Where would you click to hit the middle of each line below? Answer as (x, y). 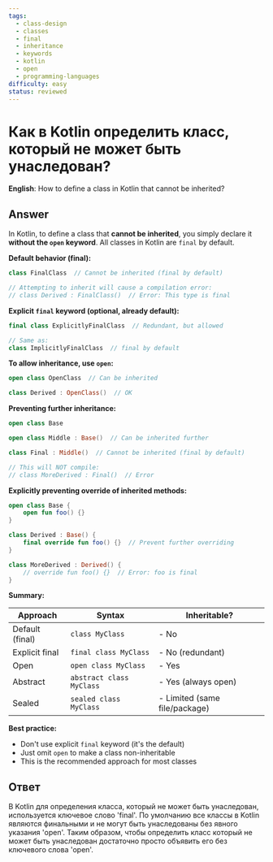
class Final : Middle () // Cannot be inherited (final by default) (127, 453)
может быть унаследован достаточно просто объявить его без (118, 841)
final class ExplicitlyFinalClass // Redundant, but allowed (116, 326)
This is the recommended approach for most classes (108, 761)
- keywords (34, 54)
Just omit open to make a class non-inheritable (98, 753)
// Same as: (28, 340)
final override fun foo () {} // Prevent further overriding (128, 543)
